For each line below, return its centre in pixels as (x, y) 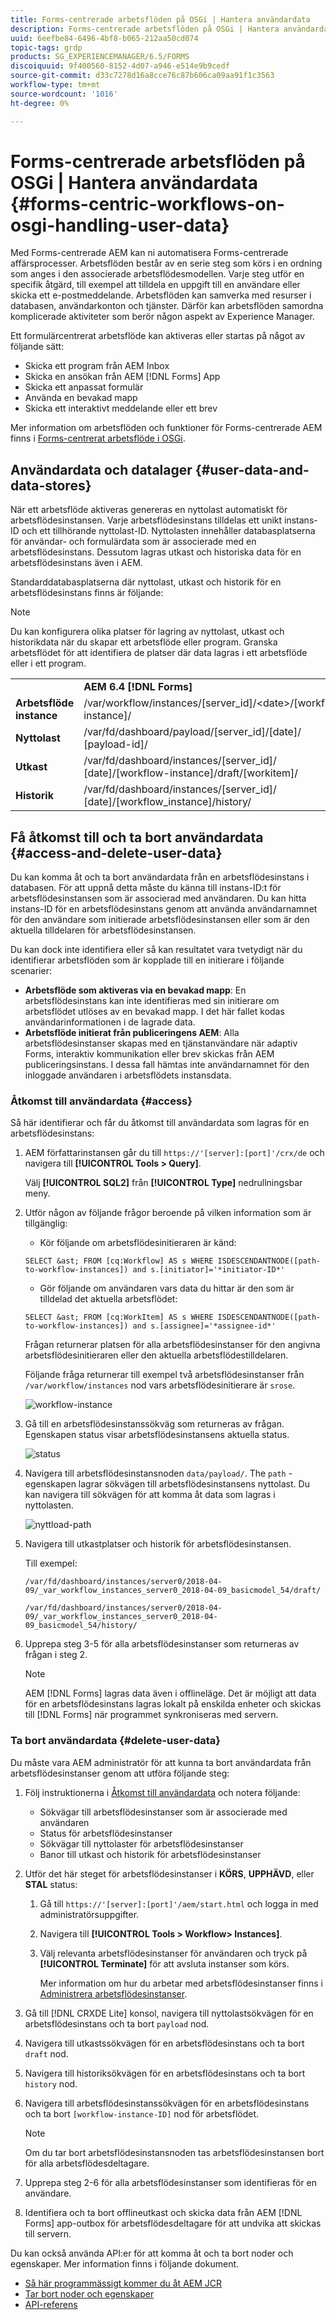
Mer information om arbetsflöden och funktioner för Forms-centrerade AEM (166, 428)
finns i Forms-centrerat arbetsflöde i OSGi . (98, 438)
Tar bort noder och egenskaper (89, 2293)
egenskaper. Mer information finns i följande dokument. (125, 2263)
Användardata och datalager (101, 469)
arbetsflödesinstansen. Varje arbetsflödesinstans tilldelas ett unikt (146, 520)
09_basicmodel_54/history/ (81, 1626)
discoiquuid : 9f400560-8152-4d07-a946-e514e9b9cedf (120, 66)
